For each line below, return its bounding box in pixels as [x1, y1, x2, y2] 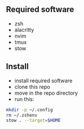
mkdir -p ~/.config [6, 107, 53, 113]
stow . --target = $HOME [6, 117, 61, 124]
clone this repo [14, 83, 50, 90]
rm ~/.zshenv [6, 112, 38, 118]
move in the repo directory [14, 89, 78, 96]
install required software [14, 77, 73, 84]
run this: [14, 95, 35, 102]
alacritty [14, 26, 35, 33]
